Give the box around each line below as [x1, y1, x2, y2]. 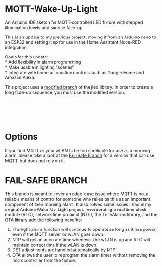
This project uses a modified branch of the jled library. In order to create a [5, 84, 153, 90]
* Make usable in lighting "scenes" [5, 64, 74, 70]
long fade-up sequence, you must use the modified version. [5, 89, 126, 95]
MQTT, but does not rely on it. [5, 157, 65, 164]
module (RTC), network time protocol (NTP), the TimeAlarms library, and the [5, 211, 158, 217]
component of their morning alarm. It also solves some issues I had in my [5, 201, 152, 207]
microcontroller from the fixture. [12, 257, 77, 263]
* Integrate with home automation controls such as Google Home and [5, 69, 144, 75]
